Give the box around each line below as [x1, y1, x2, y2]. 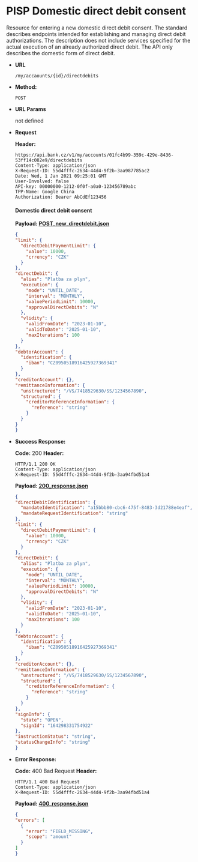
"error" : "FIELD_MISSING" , [26, 828, 94, 834]
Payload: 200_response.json [14, 482, 89, 489]
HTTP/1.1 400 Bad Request [14, 779, 80, 785]
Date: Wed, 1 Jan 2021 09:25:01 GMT [14, 173, 107, 179]
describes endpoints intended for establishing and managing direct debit [6, 30, 186, 37]
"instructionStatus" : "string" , [14, 734, 96, 740]
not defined [14, 117, 44, 124]
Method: [14, 83, 37, 91]
